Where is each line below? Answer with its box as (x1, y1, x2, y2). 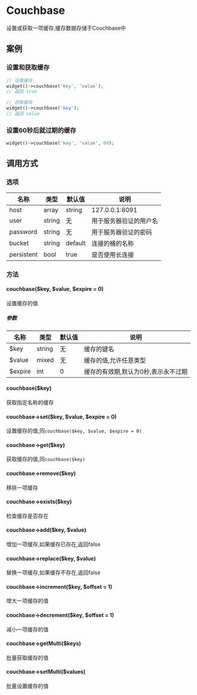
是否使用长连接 (91, 250, 134, 259)
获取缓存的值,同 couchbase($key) (6, 455, 86, 463)
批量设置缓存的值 (6, 682, 49, 690)
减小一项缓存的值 (6, 626, 49, 633)
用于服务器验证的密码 (91, 227, 152, 236)
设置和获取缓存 (6, 63, 50, 72)
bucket (9, 239, 29, 247)
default (66, 239, 86, 247)
